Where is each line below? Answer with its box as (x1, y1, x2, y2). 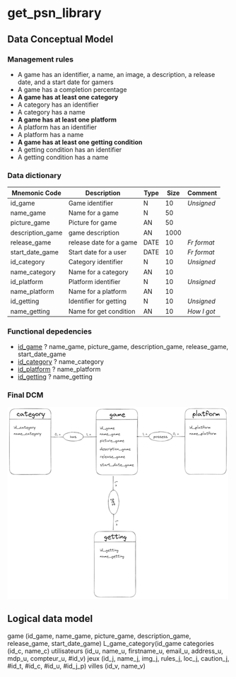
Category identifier (68, 258, 124, 266)
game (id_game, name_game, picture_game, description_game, (7, 631, 191, 640)
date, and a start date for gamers (17, 78, 114, 86)
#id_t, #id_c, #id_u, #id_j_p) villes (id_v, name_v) (7, 661, 146, 670)
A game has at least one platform (17, 115, 117, 124)
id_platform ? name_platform (17, 365, 101, 374)
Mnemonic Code (11, 189, 61, 197)
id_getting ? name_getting (17, 372, 93, 381)
